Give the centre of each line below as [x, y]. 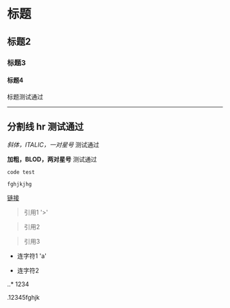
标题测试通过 [25, 97]
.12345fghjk [23, 297]
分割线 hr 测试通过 [46, 127]
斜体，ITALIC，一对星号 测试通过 [53, 144]
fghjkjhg [20, 184]
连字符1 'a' [31, 256]
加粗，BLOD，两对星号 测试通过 [52, 159]
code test [21, 172]
